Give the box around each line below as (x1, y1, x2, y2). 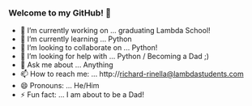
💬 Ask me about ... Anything (19, 60, 113, 70)
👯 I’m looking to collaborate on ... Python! (19, 43, 158, 53)
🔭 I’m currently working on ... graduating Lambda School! (19, 26, 211, 36)
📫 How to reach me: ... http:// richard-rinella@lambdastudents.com (19, 69, 245, 79)
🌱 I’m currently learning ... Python (19, 34, 132, 44)
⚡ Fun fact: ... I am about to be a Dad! (19, 90, 144, 100)
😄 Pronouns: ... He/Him (19, 81, 100, 91)
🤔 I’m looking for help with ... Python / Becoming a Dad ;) (19, 52, 209, 61)
